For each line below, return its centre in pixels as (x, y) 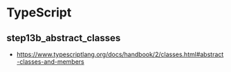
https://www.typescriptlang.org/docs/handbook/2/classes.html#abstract (120, 54)
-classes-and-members (50, 62)
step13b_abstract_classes (64, 38)
